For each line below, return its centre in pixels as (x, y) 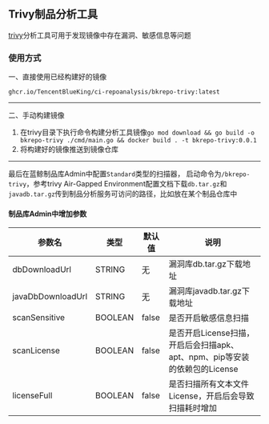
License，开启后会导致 (211, 396)
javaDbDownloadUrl (50, 297)
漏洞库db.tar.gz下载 (205, 264)
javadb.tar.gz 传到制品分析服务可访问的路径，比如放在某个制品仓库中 (123, 194)
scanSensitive (39, 318)
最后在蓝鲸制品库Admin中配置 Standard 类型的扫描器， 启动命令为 (115, 174)
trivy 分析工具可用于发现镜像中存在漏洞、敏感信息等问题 (100, 35)
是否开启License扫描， (211, 333)
